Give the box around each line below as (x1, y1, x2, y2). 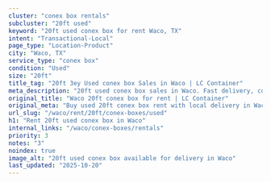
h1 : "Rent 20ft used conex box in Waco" (8, 117, 147, 125)
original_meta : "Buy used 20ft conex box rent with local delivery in (8, 101, 251, 110)
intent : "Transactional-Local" (8, 34, 114, 43)
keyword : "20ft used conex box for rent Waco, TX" (8, 27, 182, 35)
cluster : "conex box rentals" (8, 11, 110, 20)
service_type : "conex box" (8, 57, 99, 65)
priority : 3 (8, 131, 48, 139)
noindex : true (8, 147, 56, 155)
